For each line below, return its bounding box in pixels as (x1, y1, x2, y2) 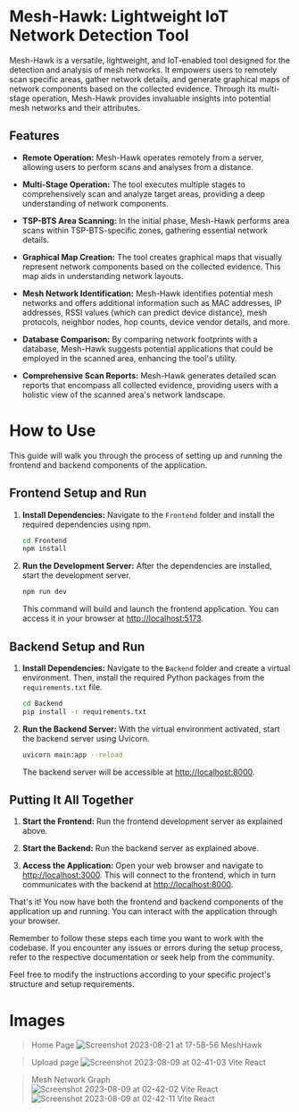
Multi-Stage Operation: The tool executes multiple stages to (21, 179, 245, 190)
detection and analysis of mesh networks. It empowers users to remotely (9, 64, 278, 75)
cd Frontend (21, 536, 67, 545)
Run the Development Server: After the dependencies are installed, (21, 561, 272, 572)
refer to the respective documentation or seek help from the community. (9, 952, 275, 963)
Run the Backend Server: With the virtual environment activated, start (21, 723, 280, 734)
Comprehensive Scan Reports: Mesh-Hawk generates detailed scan (21, 369, 277, 381)
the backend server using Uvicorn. (21, 733, 150, 743)
